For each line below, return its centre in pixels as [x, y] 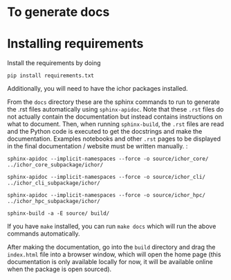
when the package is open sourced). [59, 269]
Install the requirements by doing [54, 63]
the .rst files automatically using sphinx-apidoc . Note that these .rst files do [115, 110]
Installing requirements [75, 44]
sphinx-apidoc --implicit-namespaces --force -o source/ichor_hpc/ [107, 195]
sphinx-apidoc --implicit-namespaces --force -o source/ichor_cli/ [107, 177]
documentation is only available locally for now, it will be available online [110, 262]
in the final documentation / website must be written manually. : [98, 146]
